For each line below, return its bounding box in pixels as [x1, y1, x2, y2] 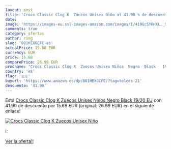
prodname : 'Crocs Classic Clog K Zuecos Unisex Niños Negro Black [5, 64, 156, 69]
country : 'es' [5, 69, 36, 74]
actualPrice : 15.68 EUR [5, 45, 56, 50]
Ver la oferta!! [5, 138, 34, 144]
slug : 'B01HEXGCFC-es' [5, 41, 53, 46]
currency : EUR [5, 50, 36, 55]
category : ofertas [5, 31, 44, 36]
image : [5, 21, 19, 27]
